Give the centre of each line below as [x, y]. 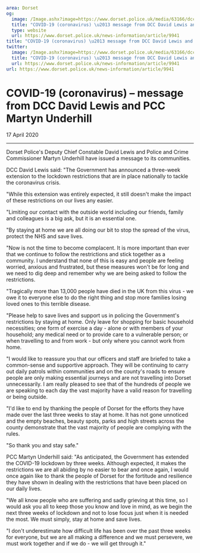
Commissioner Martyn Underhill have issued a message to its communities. [99, 158]
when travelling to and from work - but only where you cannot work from [96, 341]
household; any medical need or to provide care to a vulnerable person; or [97, 334]
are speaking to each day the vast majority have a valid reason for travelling [99, 391]
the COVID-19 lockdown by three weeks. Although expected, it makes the [96, 463]
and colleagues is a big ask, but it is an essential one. [71, 219]
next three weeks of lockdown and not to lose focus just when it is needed [97, 513]
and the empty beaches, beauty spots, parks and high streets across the [95, 421]
